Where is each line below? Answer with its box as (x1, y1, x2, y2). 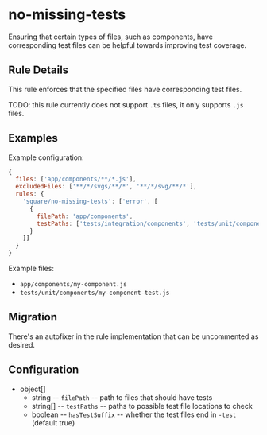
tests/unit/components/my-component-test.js (19, 289, 170, 297)
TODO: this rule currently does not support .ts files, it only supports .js (8, 99, 244, 109)
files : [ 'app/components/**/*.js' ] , (15, 175, 137, 184)
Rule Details (8, 64, 69, 77)
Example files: (8, 264, 54, 274)
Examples (8, 131, 58, 145)
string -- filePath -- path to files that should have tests (31, 392, 213, 402)
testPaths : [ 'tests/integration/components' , (37, 219, 191, 227)
